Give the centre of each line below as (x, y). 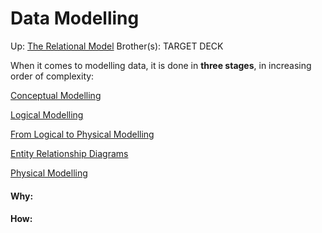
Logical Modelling (47, 114)
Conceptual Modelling (56, 95)
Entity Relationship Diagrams (69, 153)
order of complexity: (52, 76)
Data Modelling (75, 18)
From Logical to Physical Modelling (82, 134)
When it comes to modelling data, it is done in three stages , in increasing (161, 65)
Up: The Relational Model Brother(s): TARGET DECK (117, 46)
